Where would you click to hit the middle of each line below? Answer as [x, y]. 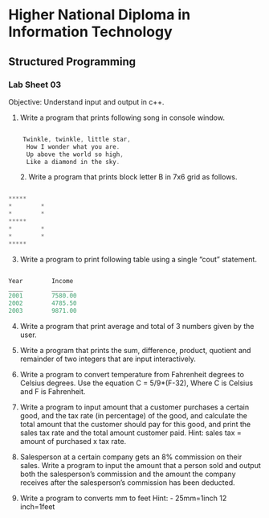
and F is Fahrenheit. [53, 391]
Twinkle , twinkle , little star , [77, 139]
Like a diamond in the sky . [73, 162]
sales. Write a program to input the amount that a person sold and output [140, 465]
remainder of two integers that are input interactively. [108, 359]
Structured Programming [72, 62]
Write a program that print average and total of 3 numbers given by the [137, 326]
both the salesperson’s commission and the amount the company [128, 474]
